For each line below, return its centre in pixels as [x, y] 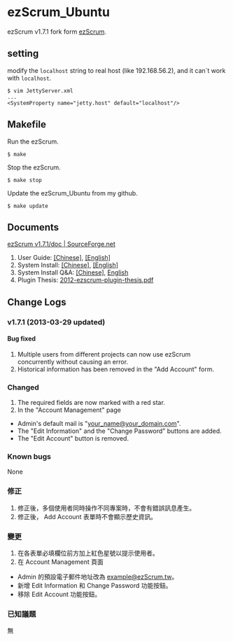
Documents [33, 227]
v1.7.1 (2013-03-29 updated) [56, 322]
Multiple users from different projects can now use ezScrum [104, 354]
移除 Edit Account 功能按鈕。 [59, 594]
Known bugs [29, 457]
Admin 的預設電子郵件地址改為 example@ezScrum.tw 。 [98, 577]
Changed [23, 387]
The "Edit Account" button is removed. [73, 439]
